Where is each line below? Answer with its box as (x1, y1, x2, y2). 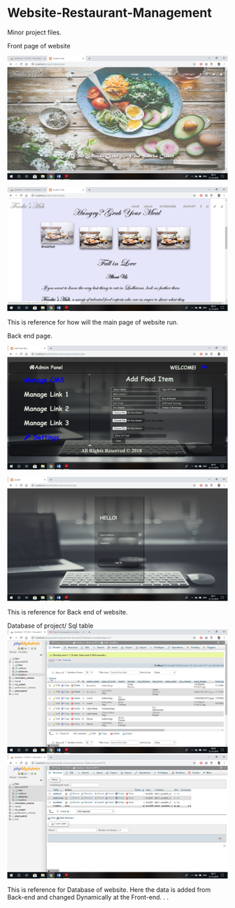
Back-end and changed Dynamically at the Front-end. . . (7, 893, 169, 901)
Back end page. (7, 331, 52, 340)
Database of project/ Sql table (7, 621, 94, 630)
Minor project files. (7, 28, 62, 36)
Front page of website (7, 41, 71, 50)
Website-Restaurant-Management (7, 5, 212, 21)
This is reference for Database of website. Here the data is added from (7, 885, 211, 894)
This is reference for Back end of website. (7, 607, 128, 616)
